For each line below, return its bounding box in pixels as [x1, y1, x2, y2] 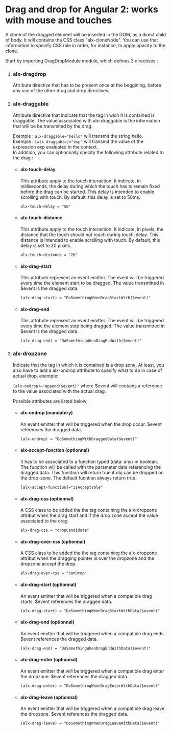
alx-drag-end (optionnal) [20, 619, 75, 625]
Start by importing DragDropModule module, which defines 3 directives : [5, 57, 158, 64]
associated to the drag [20, 518, 68, 524]
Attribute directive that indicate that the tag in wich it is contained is [12, 112, 155, 118]
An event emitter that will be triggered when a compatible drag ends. [20, 630, 165, 636]
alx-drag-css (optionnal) [20, 495, 74, 502]
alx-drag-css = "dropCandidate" [20, 528, 89, 533]
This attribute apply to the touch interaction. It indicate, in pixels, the [20, 226, 164, 232]
